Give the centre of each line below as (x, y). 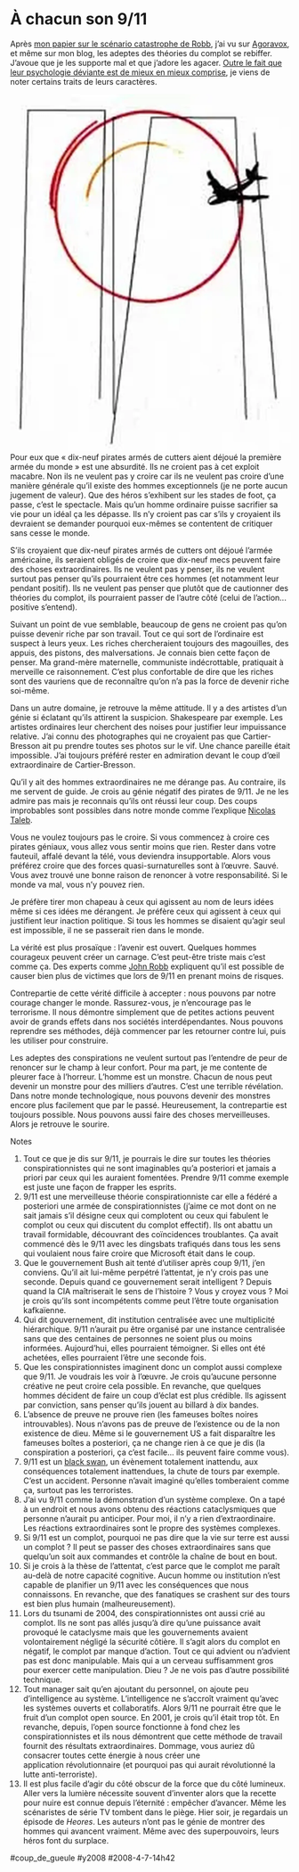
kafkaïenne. (44, 1310)
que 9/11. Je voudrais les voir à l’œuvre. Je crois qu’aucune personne (149, 1376)
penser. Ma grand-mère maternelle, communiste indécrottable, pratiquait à (147, 662)
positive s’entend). (44, 607)
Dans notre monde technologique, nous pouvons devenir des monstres (140, 1096)
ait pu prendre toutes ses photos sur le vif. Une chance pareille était (166, 746)
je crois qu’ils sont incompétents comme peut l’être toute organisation (151, 1301)
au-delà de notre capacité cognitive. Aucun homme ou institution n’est (152, 1576)
